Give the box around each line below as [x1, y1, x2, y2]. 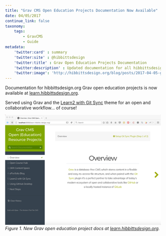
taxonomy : [5, 24, 26, 29]
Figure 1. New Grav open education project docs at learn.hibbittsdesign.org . [5, 225, 160, 231]
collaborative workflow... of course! [5, 105, 77, 111]
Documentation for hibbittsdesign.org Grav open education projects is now [5, 85, 157, 91]
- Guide [23, 40, 39, 45]
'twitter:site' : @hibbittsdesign [14, 55, 85, 60]
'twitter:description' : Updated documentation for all [14, 65, 132, 70]
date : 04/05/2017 [5, 13, 41, 18]
